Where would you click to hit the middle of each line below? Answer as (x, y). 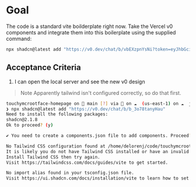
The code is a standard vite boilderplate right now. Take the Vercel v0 (90, 26)
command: (19, 38)
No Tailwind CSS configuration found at (56, 146)
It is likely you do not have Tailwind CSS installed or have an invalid (98, 151)
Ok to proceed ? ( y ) (30, 125)
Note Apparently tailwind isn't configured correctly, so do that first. (101, 93)
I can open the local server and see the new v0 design (80, 82)
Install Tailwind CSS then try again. (53, 157)
